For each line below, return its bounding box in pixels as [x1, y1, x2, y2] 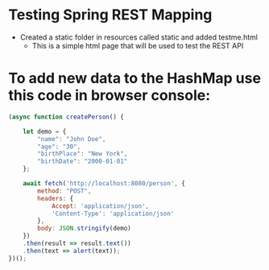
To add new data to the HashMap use [8, 69, 262, 88]
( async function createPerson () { [8, 113, 125, 121]
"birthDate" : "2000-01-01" [37, 157, 128, 166]
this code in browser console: [8, 86, 211, 105]
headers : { [37, 194, 74, 202]
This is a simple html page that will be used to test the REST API [31, 40, 244, 50]
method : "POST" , [37, 187, 92, 195]
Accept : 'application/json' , [51, 201, 150, 210]
